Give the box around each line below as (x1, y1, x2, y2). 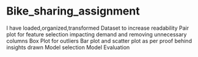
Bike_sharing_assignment (6, 4, 140, 18)
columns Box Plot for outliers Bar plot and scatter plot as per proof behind (6, 37, 193, 44)
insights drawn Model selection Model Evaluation (6, 44, 130, 51)
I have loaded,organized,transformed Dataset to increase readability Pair (6, 24, 189, 32)
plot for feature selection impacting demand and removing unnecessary (6, 30, 187, 38)
